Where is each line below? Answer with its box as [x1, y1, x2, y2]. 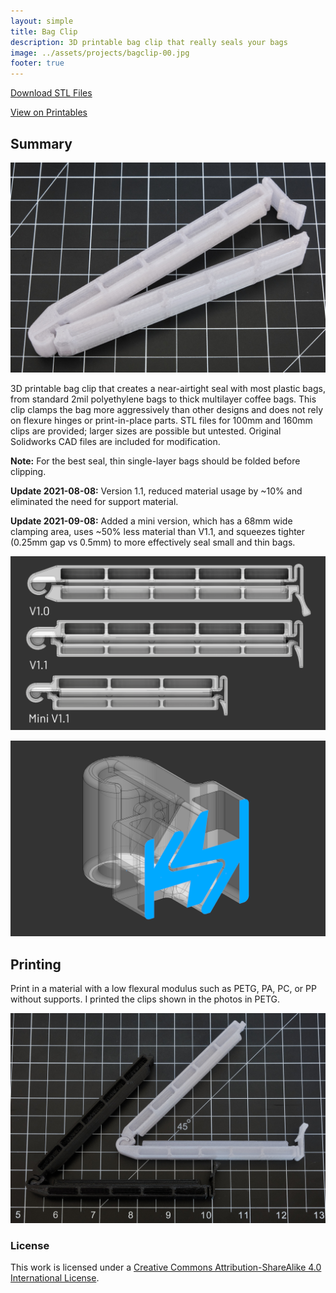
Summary [10, 135, 73, 152]
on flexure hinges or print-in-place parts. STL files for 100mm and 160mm [10, 414, 313, 426]
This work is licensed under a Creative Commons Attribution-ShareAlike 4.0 [10, 1261, 322, 1273]
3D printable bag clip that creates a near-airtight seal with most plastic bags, [10, 382, 326, 394]
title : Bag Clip [10, 26, 78, 37]
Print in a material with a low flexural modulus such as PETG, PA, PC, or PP [10, 983, 317, 995]
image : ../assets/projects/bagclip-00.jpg [10, 48, 190, 58]
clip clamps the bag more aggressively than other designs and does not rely [10, 403, 324, 415]
